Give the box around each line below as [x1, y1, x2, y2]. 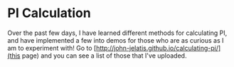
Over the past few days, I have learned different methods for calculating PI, [7, 29, 228, 37]
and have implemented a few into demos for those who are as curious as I [7, 36, 224, 44]
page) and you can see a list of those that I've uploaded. [21, 51, 187, 60]
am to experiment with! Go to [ [7, 43, 97, 52]
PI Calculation [7, 5, 91, 21]
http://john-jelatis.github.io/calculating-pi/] [95, 43, 221, 52]
